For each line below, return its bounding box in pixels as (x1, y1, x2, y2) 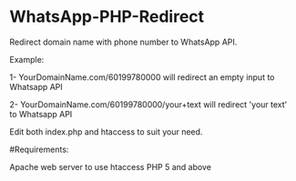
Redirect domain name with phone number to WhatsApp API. (9, 36, 238, 47)
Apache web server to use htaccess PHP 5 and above (9, 161, 212, 172)
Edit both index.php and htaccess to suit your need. (9, 126, 203, 137)
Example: (9, 54, 45, 65)
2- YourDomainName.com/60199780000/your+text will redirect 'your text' (9, 98, 288, 110)
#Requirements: (9, 144, 69, 155)
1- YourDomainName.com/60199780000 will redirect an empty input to (9, 71, 275, 83)
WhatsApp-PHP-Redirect (9, 6, 205, 27)
